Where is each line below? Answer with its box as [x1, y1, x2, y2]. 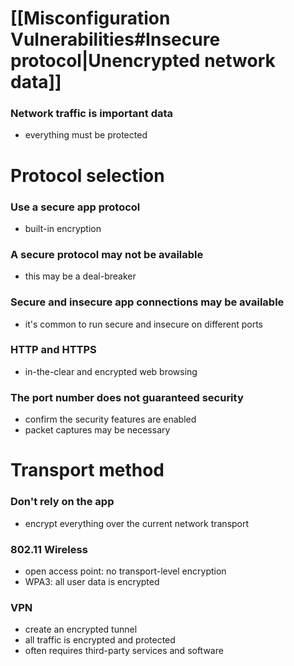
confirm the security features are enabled [24, 413, 197, 426]
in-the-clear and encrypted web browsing [24, 365, 198, 377]
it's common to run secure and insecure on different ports [24, 318, 263, 330]
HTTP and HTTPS [10, 343, 97, 357]
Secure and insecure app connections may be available [10, 295, 285, 309]
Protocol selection [10, 164, 165, 187]
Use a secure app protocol [10, 200, 141, 214]
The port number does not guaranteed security [10, 390, 244, 404]
